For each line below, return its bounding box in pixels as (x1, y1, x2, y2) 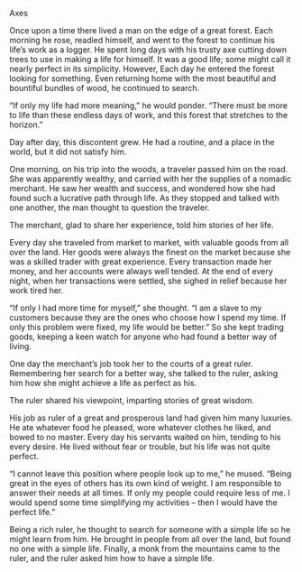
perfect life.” (9, 507, 56, 517)
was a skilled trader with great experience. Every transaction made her (9, 256, 272, 267)
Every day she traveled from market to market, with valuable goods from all (9, 237, 289, 247)
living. (9, 341, 32, 351)
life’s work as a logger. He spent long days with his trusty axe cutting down (9, 44, 288, 55)
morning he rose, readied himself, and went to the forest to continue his (9, 35, 275, 45)
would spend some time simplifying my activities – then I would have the (9, 497, 278, 508)
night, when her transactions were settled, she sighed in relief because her (9, 275, 288, 286)
